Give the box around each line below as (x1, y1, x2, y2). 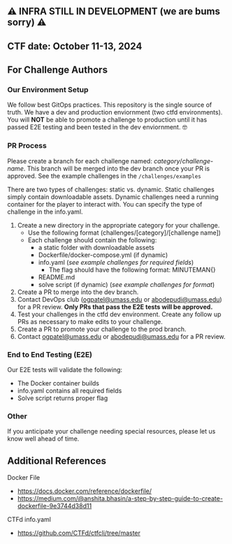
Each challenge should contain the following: (27, 235, 157, 244)
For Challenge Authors (7, 64, 108, 76)
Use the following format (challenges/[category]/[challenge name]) (27, 228, 222, 237)
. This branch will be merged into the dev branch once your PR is (23, 164, 210, 172)
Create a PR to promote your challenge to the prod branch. (17, 325, 187, 333)
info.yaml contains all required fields (17, 387, 122, 395)
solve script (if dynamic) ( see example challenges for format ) (38, 280, 215, 288)
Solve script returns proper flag (17, 394, 108, 402)
